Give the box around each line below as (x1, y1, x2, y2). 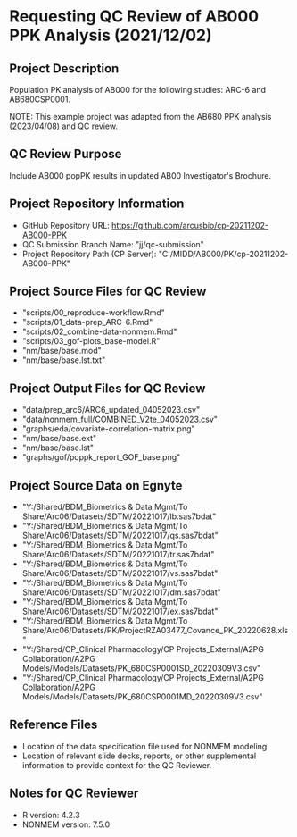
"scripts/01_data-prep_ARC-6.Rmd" (21, 317, 153, 328)
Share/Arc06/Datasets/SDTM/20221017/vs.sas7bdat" (21, 568, 219, 579)
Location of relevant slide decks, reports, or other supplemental (21, 750, 257, 761)
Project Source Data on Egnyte (9, 478, 183, 493)
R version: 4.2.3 (21, 809, 80, 820)
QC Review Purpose (9, 146, 122, 162)
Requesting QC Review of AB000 (9, 6, 260, 27)
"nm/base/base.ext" (21, 433, 97, 444)
